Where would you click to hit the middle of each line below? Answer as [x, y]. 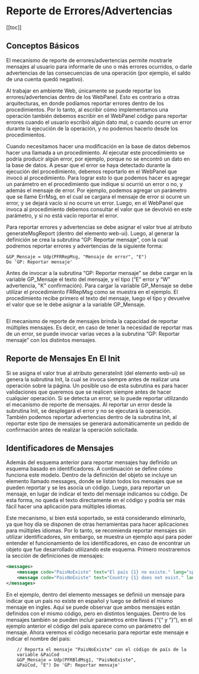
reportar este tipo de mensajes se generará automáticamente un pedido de [98, 423]
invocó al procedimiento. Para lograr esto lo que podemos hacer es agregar [98, 178]
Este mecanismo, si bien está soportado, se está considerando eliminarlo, [96, 518]
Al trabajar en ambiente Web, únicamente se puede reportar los [84, 91]
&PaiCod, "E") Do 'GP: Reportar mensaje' [68, 665]
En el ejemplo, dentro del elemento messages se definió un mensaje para [96, 595]
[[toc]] [14, 27]
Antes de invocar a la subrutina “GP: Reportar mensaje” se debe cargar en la [99, 273]
